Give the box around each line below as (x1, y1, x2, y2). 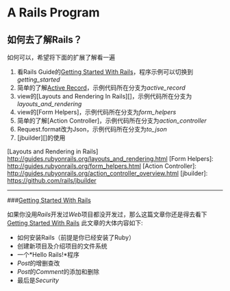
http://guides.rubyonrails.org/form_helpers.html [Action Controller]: (7, 162, 197, 170)
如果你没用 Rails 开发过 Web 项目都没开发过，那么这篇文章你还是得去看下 (7, 210, 207, 218)
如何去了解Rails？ (7, 34, 83, 45)
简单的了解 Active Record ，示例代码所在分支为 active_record (16, 84, 186, 92)
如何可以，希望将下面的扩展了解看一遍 (7, 53, 115, 61)
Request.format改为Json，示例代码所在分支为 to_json (16, 125, 168, 133)
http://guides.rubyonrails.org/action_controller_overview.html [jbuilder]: (7, 169, 208, 177)
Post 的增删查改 (16, 259, 60, 267)
